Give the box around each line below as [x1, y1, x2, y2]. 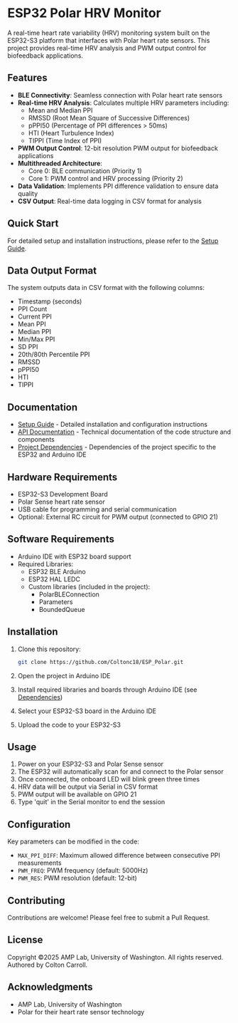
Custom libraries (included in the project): [28, 582, 151, 591]
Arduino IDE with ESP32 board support [17, 552, 131, 561]
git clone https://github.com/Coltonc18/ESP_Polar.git [17, 658, 184, 665]
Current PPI [17, 312, 52, 321]
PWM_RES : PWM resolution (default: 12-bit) [17, 874, 137, 883]
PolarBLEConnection [38, 590, 99, 598]
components [17, 435, 55, 444]
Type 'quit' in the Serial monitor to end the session [17, 798, 166, 806]
